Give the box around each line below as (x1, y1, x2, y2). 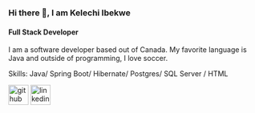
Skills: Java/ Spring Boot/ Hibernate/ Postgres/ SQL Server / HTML (8, 69, 229, 79)
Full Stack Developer (8, 27, 79, 37)
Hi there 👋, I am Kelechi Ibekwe (8, 7, 131, 18)
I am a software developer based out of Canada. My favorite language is (8, 45, 247, 54)
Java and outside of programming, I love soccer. (8, 54, 168, 63)
